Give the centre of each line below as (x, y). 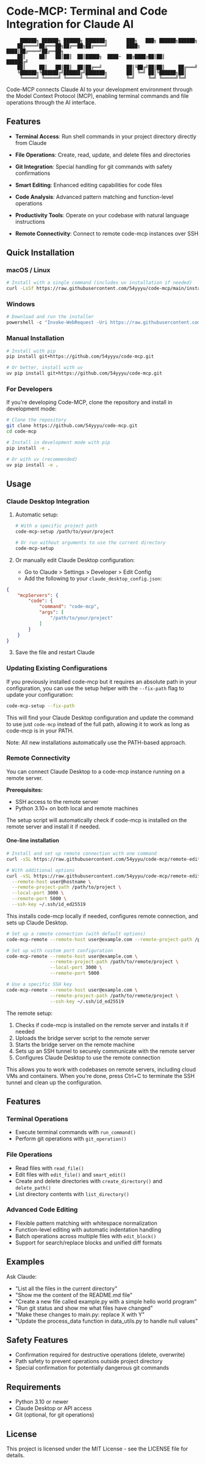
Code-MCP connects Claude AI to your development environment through (100, 89)
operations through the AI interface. (51, 102)
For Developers (30, 388)
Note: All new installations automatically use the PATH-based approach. (96, 742)
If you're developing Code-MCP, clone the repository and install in (89, 403)
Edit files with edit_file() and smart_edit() (70, 1174)
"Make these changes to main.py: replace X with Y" (80, 1314)
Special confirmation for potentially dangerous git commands (92, 1368)
